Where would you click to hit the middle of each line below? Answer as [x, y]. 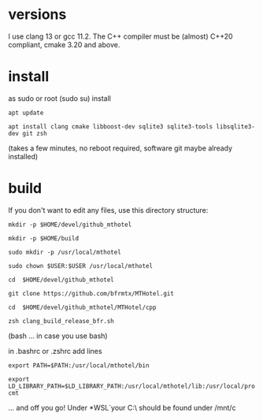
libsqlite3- [236, 126]
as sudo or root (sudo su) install [60, 98]
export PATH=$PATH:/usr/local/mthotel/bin [79, 365]
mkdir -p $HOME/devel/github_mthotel [70, 225]
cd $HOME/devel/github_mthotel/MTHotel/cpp [82, 307]
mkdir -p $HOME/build [44, 238]
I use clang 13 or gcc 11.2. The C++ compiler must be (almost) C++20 [121, 36]
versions [37, 15]
